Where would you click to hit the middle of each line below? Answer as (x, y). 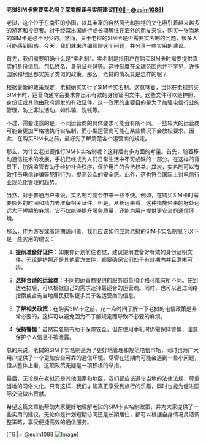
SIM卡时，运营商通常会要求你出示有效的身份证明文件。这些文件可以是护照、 (103, 95)
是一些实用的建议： (31, 239)
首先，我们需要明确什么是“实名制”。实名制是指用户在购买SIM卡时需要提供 (100, 59)
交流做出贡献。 (30, 394)
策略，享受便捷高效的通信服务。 (52, 422)
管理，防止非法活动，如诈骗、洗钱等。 (55, 110)
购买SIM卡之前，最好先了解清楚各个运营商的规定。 (86, 138)
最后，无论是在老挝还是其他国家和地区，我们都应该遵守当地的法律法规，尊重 (103, 378)
